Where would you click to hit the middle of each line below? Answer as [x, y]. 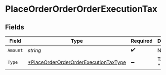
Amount [15, 50]
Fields [15, 27]
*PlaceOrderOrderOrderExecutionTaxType [77, 62]
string [35, 50]
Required [142, 41]
